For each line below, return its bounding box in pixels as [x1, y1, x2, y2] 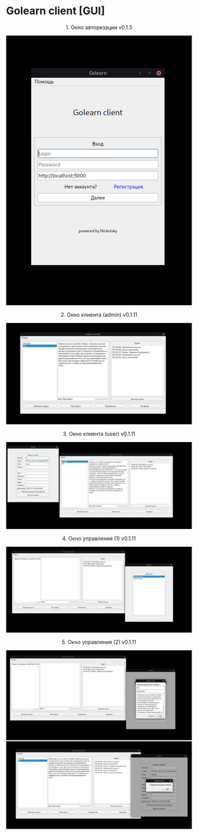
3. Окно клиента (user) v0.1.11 [62, 430, 136, 437]
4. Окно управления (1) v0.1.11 [62, 535, 136, 542]
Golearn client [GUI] [6, 4, 105, 18]
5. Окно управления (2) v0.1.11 [61, 639, 137, 646]
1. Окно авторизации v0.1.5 [65, 24, 133, 31]
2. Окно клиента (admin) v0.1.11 [61, 311, 137, 318]
